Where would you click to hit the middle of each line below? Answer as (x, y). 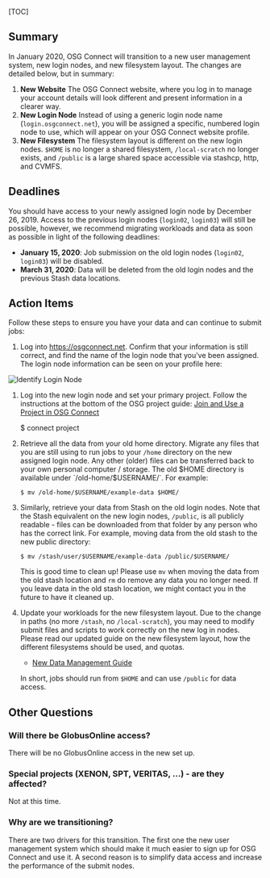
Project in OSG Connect (59, 412)
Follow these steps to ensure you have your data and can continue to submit (135, 322)
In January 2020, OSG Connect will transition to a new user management (130, 56)
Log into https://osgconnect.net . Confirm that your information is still (134, 347)
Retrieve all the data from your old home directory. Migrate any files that (139, 443)
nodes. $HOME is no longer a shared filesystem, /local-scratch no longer (139, 149)
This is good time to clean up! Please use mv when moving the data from (139, 572)
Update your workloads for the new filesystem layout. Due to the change (141, 613)
